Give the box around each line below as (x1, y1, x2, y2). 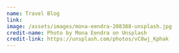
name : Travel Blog (6, 10, 60, 17)
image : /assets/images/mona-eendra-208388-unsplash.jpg (6, 23, 172, 30)
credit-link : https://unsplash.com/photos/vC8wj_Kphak (6, 36, 169, 43)
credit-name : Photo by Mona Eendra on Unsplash (6, 29, 148, 36)
